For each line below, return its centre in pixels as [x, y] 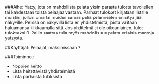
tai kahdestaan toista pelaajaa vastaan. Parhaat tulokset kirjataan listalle [77, 12]
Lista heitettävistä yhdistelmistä [43, 71]
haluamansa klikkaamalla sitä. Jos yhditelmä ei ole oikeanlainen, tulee [74, 28]
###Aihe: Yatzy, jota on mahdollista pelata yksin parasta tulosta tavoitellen [79, 7]
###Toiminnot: [20, 57]
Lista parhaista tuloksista [37, 76]
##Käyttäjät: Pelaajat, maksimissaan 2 [43, 47]
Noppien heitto [27, 66]
